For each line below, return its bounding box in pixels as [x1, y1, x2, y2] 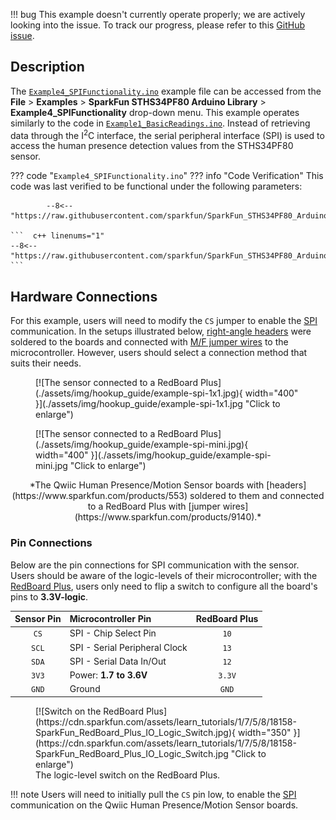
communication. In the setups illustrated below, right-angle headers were [10, 325, 312, 338]
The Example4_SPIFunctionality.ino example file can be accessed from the [10, 85, 322, 97]
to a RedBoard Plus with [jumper [87, 500, 221, 513]
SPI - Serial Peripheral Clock [69, 641, 188, 653]
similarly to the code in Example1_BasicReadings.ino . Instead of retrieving [10, 117, 311, 129]
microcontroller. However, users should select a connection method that [10, 347, 308, 359]
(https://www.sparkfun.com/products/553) [11, 490, 188, 502]
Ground [69, 683, 101, 695]
